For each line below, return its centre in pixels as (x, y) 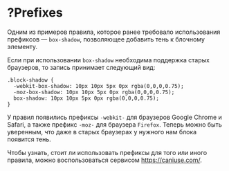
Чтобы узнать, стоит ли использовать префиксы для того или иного (107, 152)
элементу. (22, 46)
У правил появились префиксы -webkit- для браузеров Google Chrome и (115, 117)
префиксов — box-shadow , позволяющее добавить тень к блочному (106, 39)
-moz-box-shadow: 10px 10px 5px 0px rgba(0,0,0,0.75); (94, 92)
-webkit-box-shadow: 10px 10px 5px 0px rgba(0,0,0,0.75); (99, 86)
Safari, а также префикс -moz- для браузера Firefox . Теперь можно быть (115, 124)
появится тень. (29, 139)
